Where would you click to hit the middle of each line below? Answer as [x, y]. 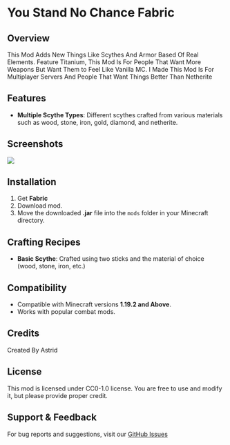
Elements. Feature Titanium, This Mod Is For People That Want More [104, 62]
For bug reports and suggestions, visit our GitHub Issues [87, 434]
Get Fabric [32, 199]
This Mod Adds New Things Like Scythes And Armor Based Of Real [103, 55]
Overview [29, 38]
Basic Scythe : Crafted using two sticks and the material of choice [111, 259]
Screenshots [35, 144]
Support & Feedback [52, 418]
